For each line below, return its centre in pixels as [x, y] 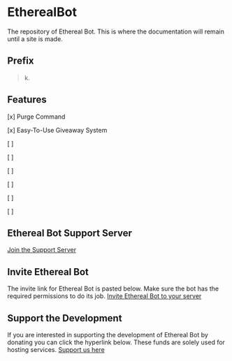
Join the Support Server [42, 250]
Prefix [21, 61]
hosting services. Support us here [56, 349]
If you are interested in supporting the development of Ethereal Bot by [108, 335]
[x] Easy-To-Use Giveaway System [57, 130]
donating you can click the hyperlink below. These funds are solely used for [116, 342]
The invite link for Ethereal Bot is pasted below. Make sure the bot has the [113, 289]
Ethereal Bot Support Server [70, 233]
